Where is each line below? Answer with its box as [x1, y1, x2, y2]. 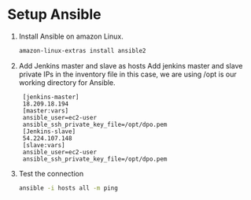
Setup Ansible [7, 6, 102, 24]
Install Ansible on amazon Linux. [18, 31, 124, 41]
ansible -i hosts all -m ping [18, 183, 119, 192]
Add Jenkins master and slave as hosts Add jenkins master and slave [18, 61, 243, 70]
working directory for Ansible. [18, 77, 116, 87]
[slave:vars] [22, 141, 65, 149]
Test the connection [18, 169, 84, 178]
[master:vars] [22, 106, 69, 115]
